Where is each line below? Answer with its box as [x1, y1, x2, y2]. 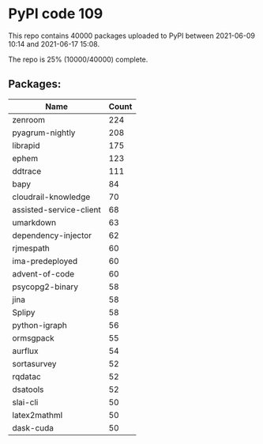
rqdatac [12, 371, 41, 382]
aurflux [12, 345, 39, 356]
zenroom [12, 114, 46, 125]
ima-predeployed [12, 255, 78, 266]
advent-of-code [12, 268, 75, 279]
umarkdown [12, 216, 57, 228]
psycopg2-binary [12, 281, 79, 292]
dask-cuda [12, 422, 54, 433]
